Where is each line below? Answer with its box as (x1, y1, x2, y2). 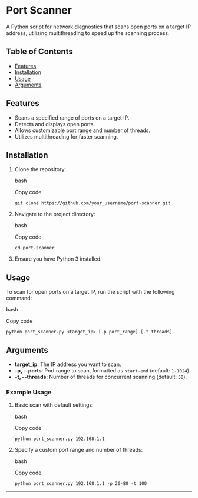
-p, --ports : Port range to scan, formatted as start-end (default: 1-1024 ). (14, 367, 191, 374)
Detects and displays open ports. (14, 120, 95, 127)
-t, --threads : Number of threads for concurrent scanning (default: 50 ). (14, 374, 187, 380)
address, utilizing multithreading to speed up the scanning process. (6, 29, 170, 36)
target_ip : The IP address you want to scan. (14, 361, 122, 368)
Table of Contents (6, 47, 74, 57)
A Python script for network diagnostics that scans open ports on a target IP (6, 23, 192, 30)
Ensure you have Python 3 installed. (14, 255, 102, 262)
